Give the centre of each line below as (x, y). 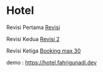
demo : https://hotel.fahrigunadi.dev (51, 62)
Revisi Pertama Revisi (33, 27)
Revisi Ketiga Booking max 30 (44, 51)
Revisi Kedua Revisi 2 (33, 39)
